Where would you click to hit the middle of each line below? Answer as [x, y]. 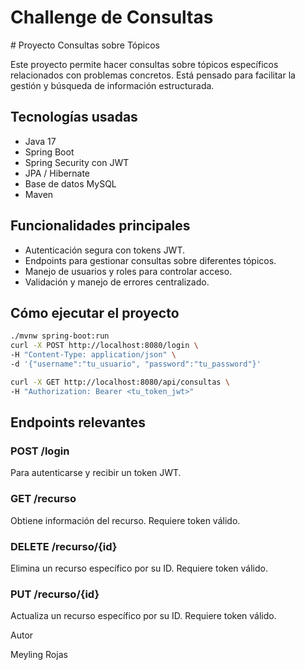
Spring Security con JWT [77, 162]
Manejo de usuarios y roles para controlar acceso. [128, 271]
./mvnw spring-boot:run [60, 336]
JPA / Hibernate [57, 173]
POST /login [40, 451]
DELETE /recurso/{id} [64, 546]
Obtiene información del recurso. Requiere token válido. [125, 520]
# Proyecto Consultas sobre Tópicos [85, 45]
